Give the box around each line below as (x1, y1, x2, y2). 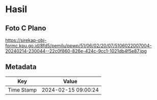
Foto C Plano (5, 24, 46, 32)
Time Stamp (8, 86, 37, 93)
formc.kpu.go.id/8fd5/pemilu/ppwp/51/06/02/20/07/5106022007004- (5, 43, 152, 49)
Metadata (5, 62, 37, 72)
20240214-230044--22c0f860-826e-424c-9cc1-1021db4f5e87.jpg (5, 48, 147, 54)
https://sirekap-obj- (5, 37, 47, 43)
